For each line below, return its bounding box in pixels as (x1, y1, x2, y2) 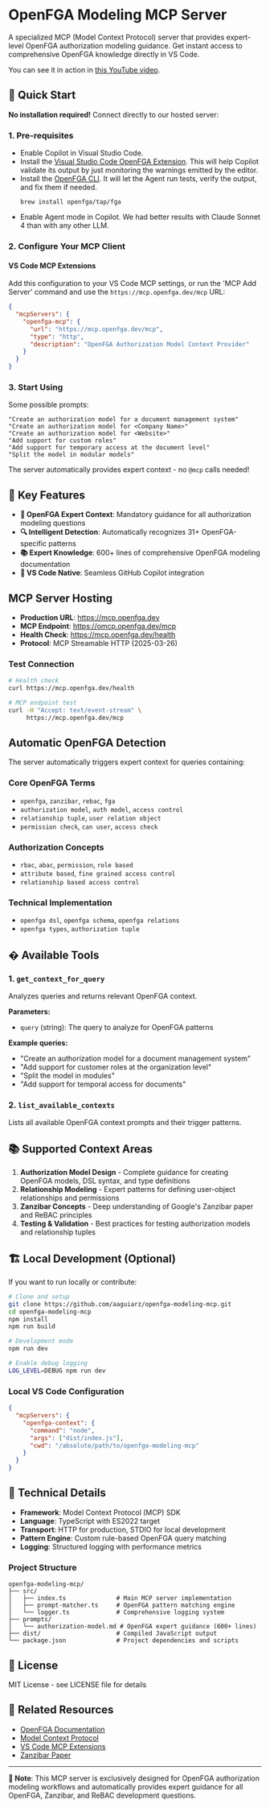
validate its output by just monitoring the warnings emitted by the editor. (19, 165, 259, 175)
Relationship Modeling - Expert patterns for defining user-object (19, 1185, 235, 1194)
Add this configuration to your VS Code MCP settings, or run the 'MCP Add (8, 279, 257, 288)
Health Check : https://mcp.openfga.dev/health (19, 630, 176, 639)
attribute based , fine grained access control (19, 868, 176, 879)
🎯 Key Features (8, 488, 86, 502)
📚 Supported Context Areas (8, 1142, 153, 1156)
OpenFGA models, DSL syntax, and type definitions (19, 1176, 190, 1185)
